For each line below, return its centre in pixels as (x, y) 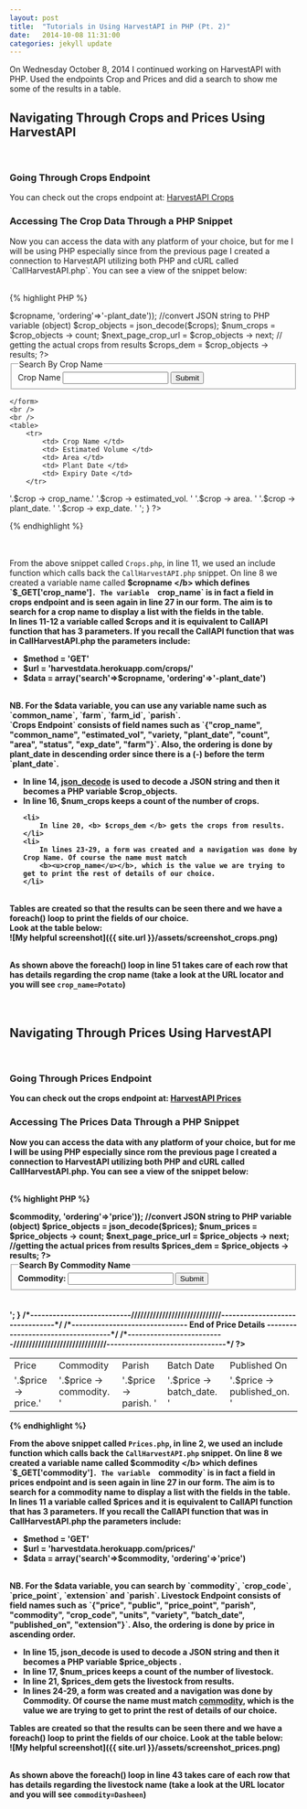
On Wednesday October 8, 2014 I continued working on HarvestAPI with (145, 70)
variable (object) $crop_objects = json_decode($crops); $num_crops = (143, 325)
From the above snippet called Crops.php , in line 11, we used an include (143, 563)
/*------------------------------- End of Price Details (164, 1325)
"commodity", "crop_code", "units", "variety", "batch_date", (127, 1615)
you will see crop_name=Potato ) (68, 985)
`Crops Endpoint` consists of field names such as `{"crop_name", (136, 725)
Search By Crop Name (61, 364)
